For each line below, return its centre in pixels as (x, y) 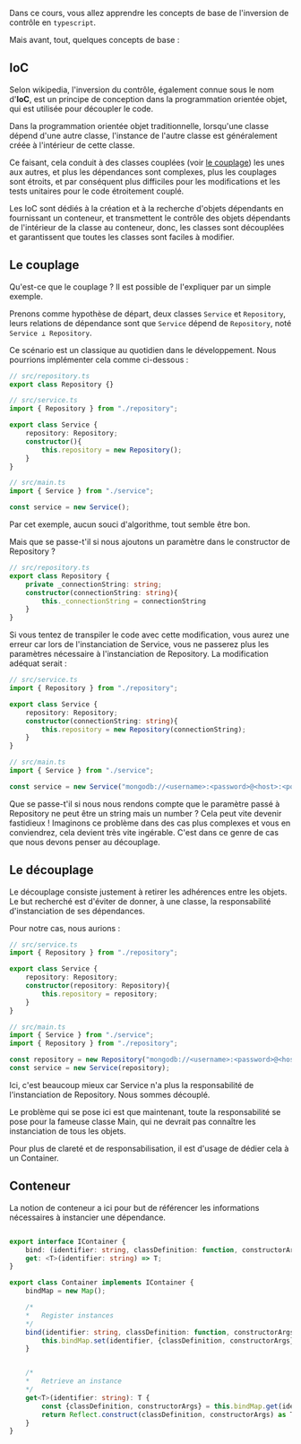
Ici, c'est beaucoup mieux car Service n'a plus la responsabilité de (132, 1085)
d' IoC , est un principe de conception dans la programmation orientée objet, (148, 99)
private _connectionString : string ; (94, 584)
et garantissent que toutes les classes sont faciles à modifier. (122, 237)
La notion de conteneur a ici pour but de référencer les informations (134, 1207)
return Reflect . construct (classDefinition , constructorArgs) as (164, 1414)
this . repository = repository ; (100, 994)
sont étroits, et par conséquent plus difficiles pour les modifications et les (145, 181)
